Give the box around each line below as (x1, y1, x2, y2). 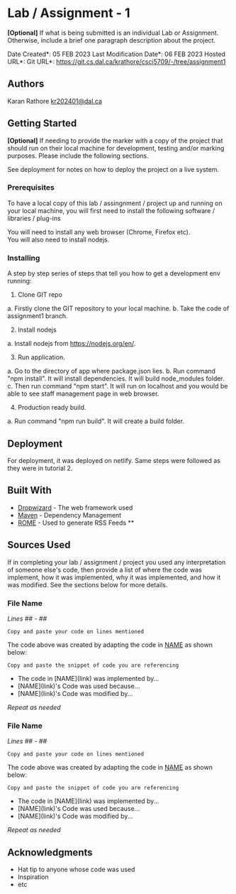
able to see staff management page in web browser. (7, 389, 159, 398)
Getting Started (7, 117, 77, 129)
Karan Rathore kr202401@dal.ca (7, 97, 103, 105)
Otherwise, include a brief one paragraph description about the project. (7, 36, 216, 44)
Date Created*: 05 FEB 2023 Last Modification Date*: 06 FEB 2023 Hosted (7, 50, 225, 58)
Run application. (17, 353, 65, 361)
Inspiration (17, 873, 49, 881)
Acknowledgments (7, 846, 94, 858)
